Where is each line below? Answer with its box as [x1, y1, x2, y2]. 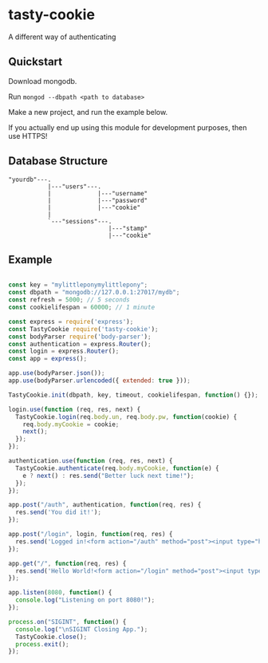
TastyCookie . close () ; [15, 633, 88, 641]
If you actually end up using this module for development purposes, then [8, 122, 247, 132]
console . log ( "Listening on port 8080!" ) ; [15, 596, 156, 604]
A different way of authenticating [8, 32, 116, 41]
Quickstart [8, 55, 63, 69]
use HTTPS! [8, 131, 48, 140]
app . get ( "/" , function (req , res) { [8, 559, 127, 567]
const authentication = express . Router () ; [8, 340, 152, 348]
